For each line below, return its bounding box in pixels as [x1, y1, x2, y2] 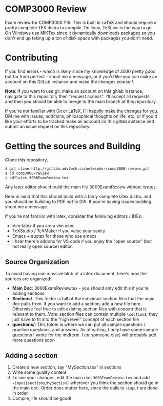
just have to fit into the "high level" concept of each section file [12, 316, 139, 323]
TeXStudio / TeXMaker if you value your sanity [12, 228, 105, 234]
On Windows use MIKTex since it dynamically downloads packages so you [5, 30, 155, 36]
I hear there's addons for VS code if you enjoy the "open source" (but [12, 238, 152, 244]
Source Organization [5, 258, 69, 266]
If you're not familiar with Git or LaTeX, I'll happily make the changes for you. [5, 108, 159, 114]
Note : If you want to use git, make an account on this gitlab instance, [5, 88, 143, 94]
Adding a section [5, 351, 58, 360]
